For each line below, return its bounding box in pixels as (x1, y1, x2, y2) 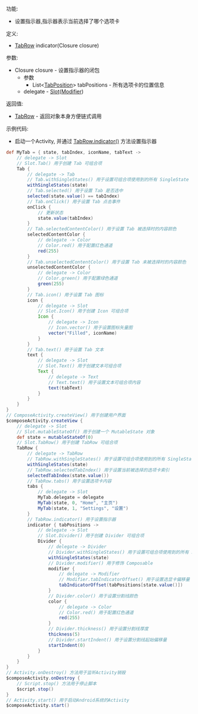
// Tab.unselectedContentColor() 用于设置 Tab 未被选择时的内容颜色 (27, 259, 187, 265)
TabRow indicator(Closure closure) (14, 42, 99, 49)
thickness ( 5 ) (48, 632, 81, 637)
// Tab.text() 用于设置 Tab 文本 (27, 346, 104, 352)
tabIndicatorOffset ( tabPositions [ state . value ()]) (58, 582, 183, 588)
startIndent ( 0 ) (48, 642, 85, 648)
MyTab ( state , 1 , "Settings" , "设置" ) (37, 505, 128, 511)
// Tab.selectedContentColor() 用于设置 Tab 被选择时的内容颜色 (27, 226, 177, 232)
